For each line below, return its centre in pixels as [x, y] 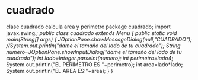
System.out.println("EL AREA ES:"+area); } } [60, 71]
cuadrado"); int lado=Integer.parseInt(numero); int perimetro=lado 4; [90, 58]
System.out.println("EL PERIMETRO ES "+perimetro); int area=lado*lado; [95, 64]
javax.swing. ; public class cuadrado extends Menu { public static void [92, 33]
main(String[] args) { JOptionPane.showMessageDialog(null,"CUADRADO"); [99, 39]
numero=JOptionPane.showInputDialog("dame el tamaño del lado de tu [94, 52]
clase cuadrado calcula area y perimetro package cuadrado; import [88, 27]
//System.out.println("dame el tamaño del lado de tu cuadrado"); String [93, 46]
